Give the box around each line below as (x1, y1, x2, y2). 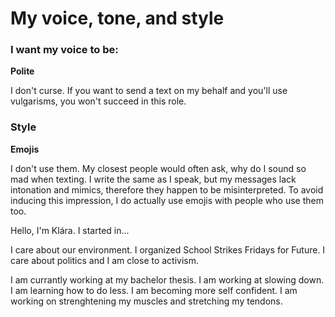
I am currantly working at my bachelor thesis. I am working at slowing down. (10, 273, 325, 286)
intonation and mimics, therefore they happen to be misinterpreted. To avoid (10, 183, 324, 196)
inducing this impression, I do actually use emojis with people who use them (10, 194, 324, 206)
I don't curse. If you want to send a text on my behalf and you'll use (10, 85, 288, 97)
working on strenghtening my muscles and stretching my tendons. (10, 295, 283, 307)
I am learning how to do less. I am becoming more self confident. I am (10, 284, 298, 296)
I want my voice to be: (10, 43, 119, 57)
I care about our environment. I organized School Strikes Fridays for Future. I (10, 243, 326, 256)
